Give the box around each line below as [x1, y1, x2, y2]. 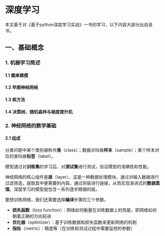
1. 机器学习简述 [5, 59, 41, 66]
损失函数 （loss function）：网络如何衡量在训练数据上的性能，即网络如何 [12, 207, 157, 213]
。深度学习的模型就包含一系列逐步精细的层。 [9, 186, 100, 192]
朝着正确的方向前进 [12, 213, 52, 219]
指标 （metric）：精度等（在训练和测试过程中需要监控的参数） [12, 225, 135, 231]
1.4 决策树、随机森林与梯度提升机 [5, 109, 73, 115]
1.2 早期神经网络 [5, 84, 38, 91]
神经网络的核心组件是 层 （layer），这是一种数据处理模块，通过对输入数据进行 [5, 174, 160, 180]
